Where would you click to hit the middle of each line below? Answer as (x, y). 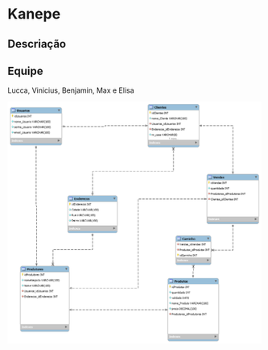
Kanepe (34, 14)
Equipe (25, 71)
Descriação (37, 44)
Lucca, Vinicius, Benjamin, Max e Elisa (71, 90)
